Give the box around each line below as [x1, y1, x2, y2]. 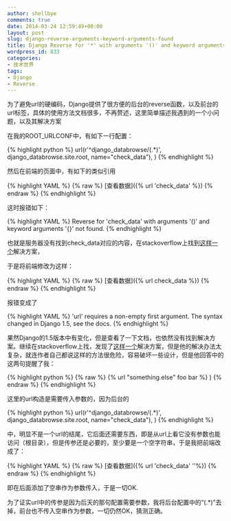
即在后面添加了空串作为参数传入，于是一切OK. [7, 484, 139, 492]
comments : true [7, 16, 51, 23]
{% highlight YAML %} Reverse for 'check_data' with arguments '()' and [7, 217, 210, 225]
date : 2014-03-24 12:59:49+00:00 [7, 23, 103, 30]
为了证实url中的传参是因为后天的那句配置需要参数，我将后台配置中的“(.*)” [7, 498, 216, 507]
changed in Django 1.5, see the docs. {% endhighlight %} [7, 320, 169, 328]
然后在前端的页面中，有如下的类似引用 [7, 167, 115, 175]
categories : [7, 55, 41, 62]
